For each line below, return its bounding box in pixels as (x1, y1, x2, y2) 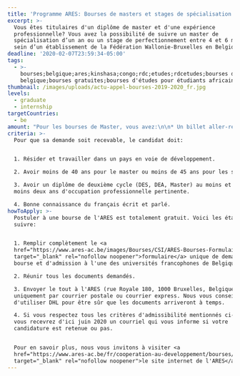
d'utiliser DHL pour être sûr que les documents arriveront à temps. (14, 299, 225, 306)
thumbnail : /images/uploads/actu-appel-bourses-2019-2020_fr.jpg (7, 83, 206, 91)
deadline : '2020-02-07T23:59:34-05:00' (7, 51, 126, 58)
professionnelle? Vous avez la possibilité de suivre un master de (14, 30, 219, 38)
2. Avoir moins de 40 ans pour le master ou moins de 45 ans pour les (14, 168, 229, 176)
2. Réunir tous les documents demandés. (14, 273, 136, 280)
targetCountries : (7, 110, 59, 117)
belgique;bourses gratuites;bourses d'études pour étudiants (20, 76, 206, 84)
